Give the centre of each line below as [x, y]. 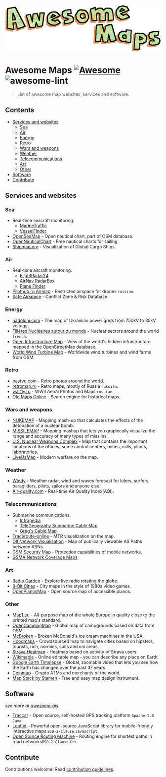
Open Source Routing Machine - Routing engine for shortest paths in [82, 736]
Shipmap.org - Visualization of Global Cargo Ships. [64, 246]
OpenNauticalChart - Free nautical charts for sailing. [65, 241]
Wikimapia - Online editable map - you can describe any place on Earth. [85, 657]
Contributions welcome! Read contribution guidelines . [60, 769]
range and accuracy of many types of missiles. [60, 436]
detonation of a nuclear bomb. [43, 425]
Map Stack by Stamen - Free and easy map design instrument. [76, 678]
